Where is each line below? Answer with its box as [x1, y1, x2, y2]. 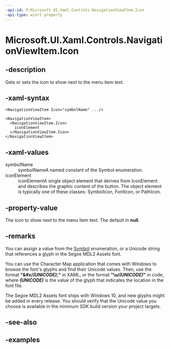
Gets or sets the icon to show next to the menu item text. [5, 79, 124, 85]
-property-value [5, 203, 58, 212]
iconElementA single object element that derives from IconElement [18, 178, 158, 184]
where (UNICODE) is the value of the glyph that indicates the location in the [5, 277, 164, 283]
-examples [5, 335, 40, 344]
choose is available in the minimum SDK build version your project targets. [5, 303, 161, 309]
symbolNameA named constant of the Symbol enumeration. [18, 167, 144, 173]
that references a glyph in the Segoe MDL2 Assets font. [5, 251, 122, 257]
